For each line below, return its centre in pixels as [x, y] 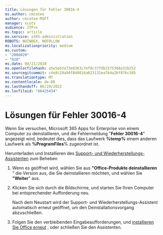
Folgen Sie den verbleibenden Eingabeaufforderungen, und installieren [83, 222]
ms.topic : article [24, 32]
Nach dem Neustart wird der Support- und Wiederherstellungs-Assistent [85, 202]
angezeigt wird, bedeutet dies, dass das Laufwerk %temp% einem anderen [81, 139]
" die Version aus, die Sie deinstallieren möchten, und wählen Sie [77, 173]
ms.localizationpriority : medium [39, 46]
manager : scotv [20, 23]
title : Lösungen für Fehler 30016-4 [42, 9]
